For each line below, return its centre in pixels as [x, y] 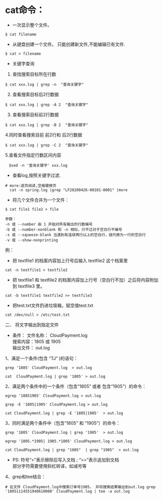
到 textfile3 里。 [28, 286]
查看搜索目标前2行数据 [36, 115]
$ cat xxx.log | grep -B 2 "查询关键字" [47, 125]
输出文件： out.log [31, 348]
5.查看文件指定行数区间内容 [33, 155]
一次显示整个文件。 [32, 25]
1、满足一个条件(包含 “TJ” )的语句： [41, 358]
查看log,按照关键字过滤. [37, 175]
